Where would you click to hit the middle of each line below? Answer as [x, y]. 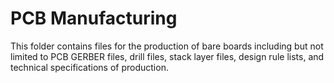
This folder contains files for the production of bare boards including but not [167, 46]
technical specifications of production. [89, 67]
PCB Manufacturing [94, 18]
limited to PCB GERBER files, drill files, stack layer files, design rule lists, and [167, 56]
